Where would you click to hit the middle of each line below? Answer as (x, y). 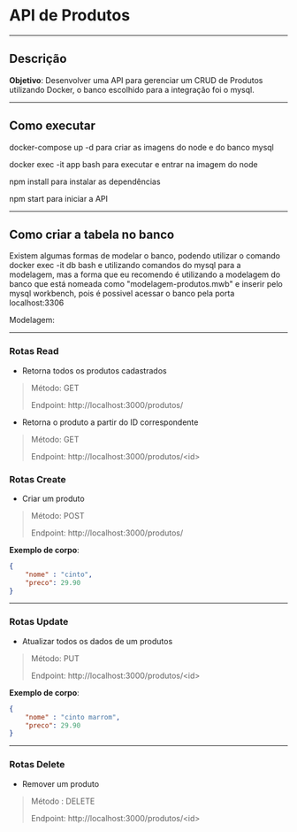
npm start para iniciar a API (59, 198)
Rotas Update (39, 622)
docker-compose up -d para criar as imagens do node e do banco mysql (141, 147)
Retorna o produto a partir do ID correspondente (110, 422)
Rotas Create (38, 479)
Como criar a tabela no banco (92, 234)
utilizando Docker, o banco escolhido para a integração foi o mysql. (132, 89)
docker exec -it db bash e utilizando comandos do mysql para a (125, 266)
